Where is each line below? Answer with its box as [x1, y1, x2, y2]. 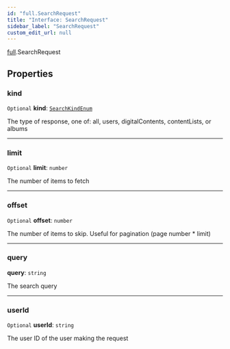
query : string [7, 268, 47, 276]
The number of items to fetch [7, 177, 90, 185]
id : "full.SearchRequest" [7, 10, 81, 17]
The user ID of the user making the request [7, 334, 129, 343]
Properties [7, 68, 53, 80]
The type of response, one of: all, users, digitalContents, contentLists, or [7, 117, 212, 125]
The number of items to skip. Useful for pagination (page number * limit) [7, 229, 211, 237]
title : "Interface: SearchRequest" [7, 16, 109, 23]
